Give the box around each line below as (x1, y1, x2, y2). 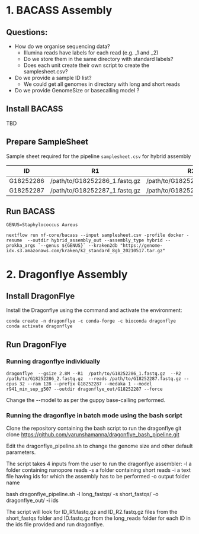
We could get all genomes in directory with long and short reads (23, 81, 181, 88)
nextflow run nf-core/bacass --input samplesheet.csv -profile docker (6, 232, 184, 239)
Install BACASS (6, 104, 63, 114)
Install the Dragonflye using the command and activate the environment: (6, 307, 182, 314)
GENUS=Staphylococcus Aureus (6, 222, 78, 228)
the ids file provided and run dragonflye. (6, 521, 105, 528)
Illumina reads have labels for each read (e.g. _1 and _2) (23, 49, 159, 56)
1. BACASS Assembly (6, 4, 113, 17)
